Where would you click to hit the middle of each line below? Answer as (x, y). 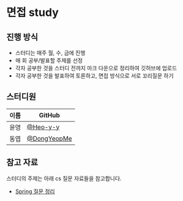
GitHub (49, 115)
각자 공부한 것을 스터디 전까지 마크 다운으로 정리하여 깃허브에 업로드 (96, 68)
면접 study (33, 13)
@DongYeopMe (49, 138)
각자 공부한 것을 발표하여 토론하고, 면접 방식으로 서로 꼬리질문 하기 (94, 76)
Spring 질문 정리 (35, 191)
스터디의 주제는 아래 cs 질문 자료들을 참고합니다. (64, 178)
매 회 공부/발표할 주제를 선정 (49, 60)
